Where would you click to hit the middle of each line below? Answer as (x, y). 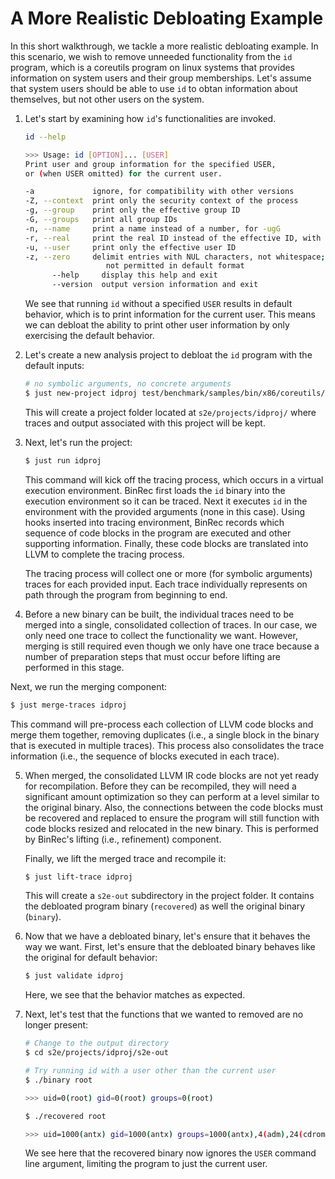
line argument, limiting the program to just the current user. (146, 1164)
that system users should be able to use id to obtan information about (154, 88)
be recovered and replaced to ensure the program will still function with (172, 818)
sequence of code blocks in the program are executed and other (158, 533)
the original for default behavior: (91, 958)
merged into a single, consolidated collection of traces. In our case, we (171, 624)
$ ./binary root (58, 1080)
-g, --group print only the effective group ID (132, 210)
